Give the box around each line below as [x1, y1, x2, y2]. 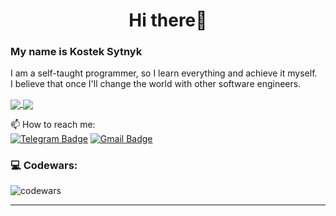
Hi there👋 [128, 9, 208, 32]
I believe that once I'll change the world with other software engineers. [10, 78, 302, 90]
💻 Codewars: [10, 158, 78, 172]
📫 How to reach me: [10, 118, 96, 130]
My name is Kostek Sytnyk [10, 45, 143, 59]
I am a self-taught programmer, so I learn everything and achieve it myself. [10, 67, 318, 79]
